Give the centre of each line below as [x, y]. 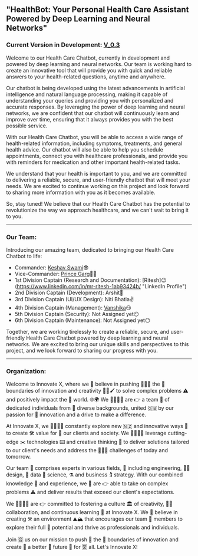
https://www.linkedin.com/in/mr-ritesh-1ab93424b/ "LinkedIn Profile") [102, 286]
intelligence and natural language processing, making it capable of [87, 94]
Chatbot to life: [24, 256]
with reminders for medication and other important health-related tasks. [93, 162]
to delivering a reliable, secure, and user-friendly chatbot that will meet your [98, 180]
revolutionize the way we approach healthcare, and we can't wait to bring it [98, 210]
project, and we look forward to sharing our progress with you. [82, 350]
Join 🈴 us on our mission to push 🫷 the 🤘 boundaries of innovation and [92, 539]
